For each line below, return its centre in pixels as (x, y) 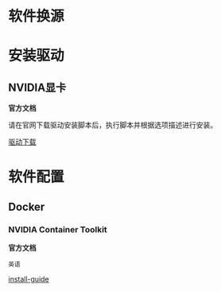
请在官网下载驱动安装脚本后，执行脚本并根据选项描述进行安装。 (112, 125)
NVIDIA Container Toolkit (58, 229)
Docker (27, 206)
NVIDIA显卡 (37, 87)
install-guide (29, 279)
